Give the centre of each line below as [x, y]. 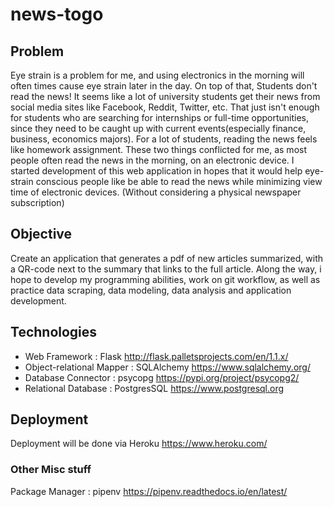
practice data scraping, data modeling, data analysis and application [151, 290]
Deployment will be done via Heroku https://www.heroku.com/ [139, 444]
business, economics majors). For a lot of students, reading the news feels [164, 139]
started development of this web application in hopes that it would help [156, 171]
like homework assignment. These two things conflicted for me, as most [158, 149]
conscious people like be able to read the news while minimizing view [179, 181]
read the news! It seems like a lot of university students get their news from [165, 96]
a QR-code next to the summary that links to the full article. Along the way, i [166, 269]
